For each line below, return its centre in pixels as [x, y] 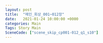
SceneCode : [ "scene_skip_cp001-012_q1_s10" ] [52, 33]
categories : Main [23, 23]
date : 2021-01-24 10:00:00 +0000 [42, 19]
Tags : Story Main [23, 28]
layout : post [19, 10]
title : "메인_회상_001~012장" [35, 14]
